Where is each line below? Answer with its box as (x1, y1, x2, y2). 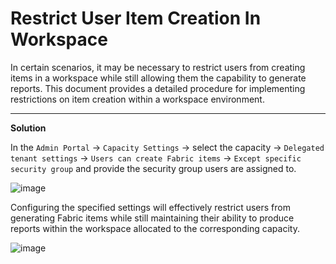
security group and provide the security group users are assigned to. (10, 162, 297, 174)
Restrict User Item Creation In (10, 7, 262, 30)
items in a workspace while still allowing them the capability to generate (10, 72, 307, 84)
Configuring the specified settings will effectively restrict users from (10, 201, 291, 213)
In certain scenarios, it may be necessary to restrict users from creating (10, 61, 306, 73)
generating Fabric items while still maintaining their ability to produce (10, 212, 295, 224)
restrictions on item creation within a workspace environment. (10, 93, 265, 105)
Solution (10, 122, 47, 134)
